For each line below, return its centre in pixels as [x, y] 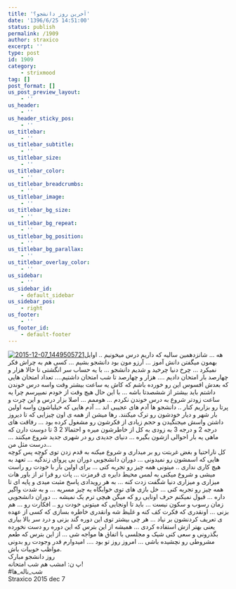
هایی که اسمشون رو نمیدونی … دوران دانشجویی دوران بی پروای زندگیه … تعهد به [114, 459]
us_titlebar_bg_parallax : [46, 249]
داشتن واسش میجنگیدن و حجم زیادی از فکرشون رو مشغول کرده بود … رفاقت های [116, 422]
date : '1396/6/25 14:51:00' [49, 20]
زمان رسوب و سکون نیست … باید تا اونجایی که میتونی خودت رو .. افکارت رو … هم [116, 504]
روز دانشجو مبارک [32, 556]
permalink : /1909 [33, 33]
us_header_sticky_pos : [41, 118]
